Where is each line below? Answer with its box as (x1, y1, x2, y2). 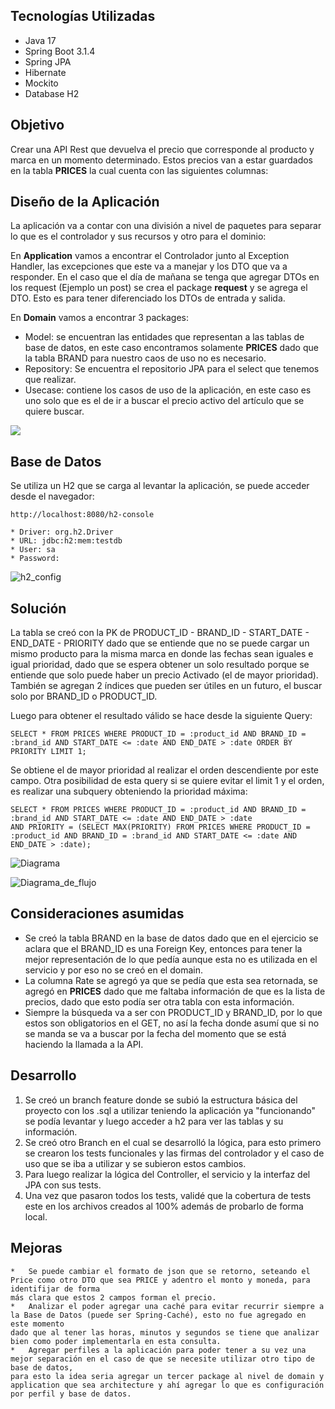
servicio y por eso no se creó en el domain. (24, 964, 203, 976)
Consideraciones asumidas (10, 905, 185, 923)
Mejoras (10, 1240, 63, 1257)
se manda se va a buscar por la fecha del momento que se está (24, 1027, 287, 1039)
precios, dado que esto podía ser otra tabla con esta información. (24, 995, 295, 1008)
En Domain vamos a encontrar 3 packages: (10, 312, 190, 324)
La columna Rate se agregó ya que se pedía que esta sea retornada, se (24, 974, 318, 986)
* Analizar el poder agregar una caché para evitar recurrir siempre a (10, 1301, 325, 1311)
